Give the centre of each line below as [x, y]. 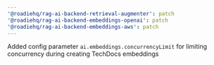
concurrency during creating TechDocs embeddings [83, 54]
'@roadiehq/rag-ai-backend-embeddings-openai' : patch [88, 20]
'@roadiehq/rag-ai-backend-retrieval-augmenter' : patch [91, 14]
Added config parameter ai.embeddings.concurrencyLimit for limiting [107, 47]
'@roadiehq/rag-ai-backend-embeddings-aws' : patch [83, 27]
